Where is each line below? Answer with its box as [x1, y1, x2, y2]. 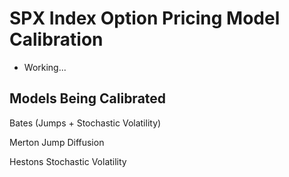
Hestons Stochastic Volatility [9, 155, 127, 167]
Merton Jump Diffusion [9, 136, 105, 148]
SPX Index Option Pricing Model [9, 7, 281, 30]
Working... [23, 61, 67, 73]
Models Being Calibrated [9, 90, 167, 107]
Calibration [9, 28, 104, 51]
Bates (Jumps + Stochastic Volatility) [9, 117, 162, 129]
